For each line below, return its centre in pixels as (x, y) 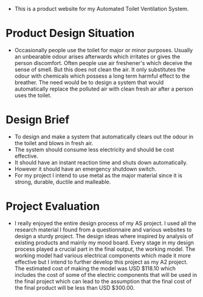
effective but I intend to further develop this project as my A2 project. (101, 262)
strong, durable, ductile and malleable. (63, 182)
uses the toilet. (33, 95)
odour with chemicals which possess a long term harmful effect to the (102, 76)
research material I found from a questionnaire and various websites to (103, 230)
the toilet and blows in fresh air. (54, 143)
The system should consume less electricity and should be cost (94, 149)
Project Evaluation (53, 207)
